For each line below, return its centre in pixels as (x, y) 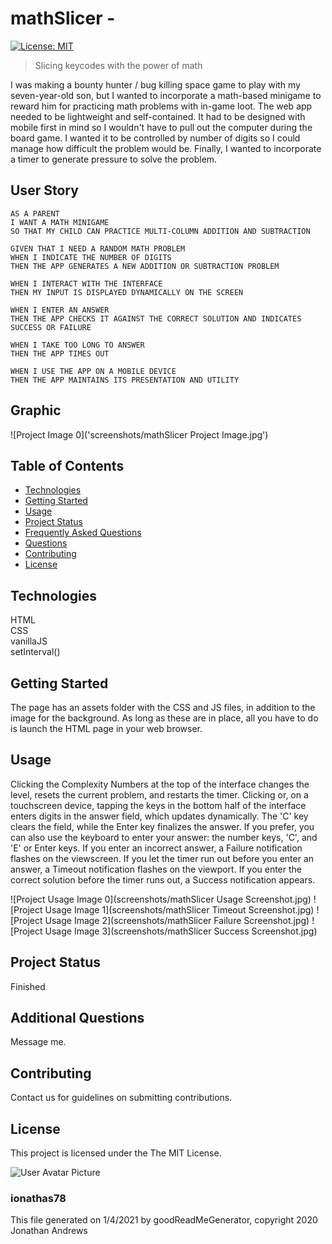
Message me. (38, 1042)
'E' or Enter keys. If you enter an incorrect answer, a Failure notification (156, 848)
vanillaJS (29, 641)
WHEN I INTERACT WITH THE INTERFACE (86, 283)
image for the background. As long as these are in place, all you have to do (164, 718)
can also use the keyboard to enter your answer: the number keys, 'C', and (164, 837)
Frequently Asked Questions (83, 533)
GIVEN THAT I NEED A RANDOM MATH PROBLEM (98, 248)
